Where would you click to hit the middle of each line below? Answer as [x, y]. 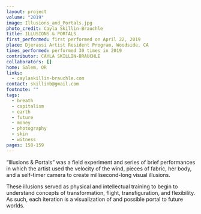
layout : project [26, 12]
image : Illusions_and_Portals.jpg [49, 23]
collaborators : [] [29, 62]
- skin [20, 134]
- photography [29, 129]
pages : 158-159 [25, 145]
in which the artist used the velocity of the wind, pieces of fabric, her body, [99, 169]
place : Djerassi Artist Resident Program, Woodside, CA [77, 45]
